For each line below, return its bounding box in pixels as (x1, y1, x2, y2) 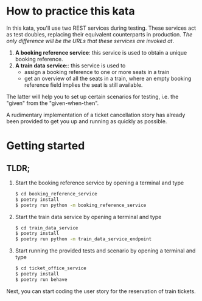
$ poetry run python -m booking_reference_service (15, 202, 147, 208)
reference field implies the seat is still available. (24, 81, 143, 89)
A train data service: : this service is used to (15, 62, 126, 69)
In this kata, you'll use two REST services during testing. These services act (6, 24, 197, 32)
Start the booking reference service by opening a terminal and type (15, 179, 184, 186)
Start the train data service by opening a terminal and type (15, 213, 162, 220)
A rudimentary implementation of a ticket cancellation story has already (6, 111, 186, 118)
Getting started (6, 139, 85, 153)
